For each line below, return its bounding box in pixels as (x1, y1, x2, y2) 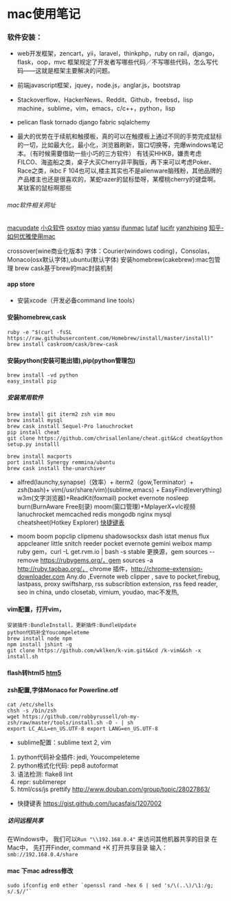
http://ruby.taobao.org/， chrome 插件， (16, 565, 132, 573)
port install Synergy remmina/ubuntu (7, 459, 115, 466)
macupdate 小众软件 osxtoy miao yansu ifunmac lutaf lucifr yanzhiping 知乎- (7, 223, 224, 232)
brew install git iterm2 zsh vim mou (7, 411, 115, 418)
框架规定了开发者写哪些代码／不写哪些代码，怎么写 (67, 58, 212, 66)
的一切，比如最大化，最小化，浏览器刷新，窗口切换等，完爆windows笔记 (16, 141, 223, 149)
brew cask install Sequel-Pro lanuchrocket (7, 423, 134, 430)
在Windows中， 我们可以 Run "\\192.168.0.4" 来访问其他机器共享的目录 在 (7, 835, 218, 843)
